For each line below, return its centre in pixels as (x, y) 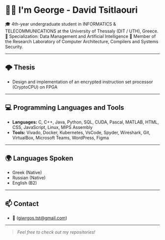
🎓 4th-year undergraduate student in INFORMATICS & (61, 24)
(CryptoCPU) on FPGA (35, 87)
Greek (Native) (27, 173)
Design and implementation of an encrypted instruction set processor (82, 82)
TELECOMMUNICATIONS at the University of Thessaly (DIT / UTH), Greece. (82, 31)
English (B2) (25, 183)
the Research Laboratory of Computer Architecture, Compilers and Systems (82, 41)
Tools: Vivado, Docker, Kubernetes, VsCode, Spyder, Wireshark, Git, (81, 132)
